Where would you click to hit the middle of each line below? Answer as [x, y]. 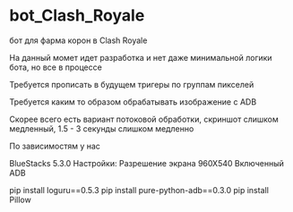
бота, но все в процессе [56, 67]
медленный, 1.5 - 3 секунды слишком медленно [102, 128]
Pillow [20, 199]
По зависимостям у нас [55, 146]
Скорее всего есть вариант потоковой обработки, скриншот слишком [144, 119]
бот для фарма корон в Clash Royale [78, 40]
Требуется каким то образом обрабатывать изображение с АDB [133, 102]
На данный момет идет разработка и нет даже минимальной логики [141, 57]
